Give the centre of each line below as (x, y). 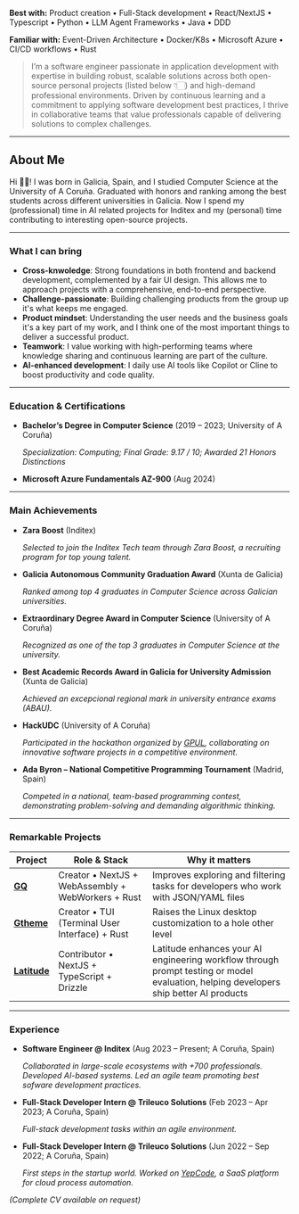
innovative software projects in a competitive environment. (130, 752)
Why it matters (219, 860)
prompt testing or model (203, 971)
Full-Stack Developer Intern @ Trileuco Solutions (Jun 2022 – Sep (145, 1146)
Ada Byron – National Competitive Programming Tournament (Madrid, (153, 769)
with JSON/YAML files (198, 897)
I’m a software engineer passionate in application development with (155, 66)
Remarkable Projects (55, 837)
